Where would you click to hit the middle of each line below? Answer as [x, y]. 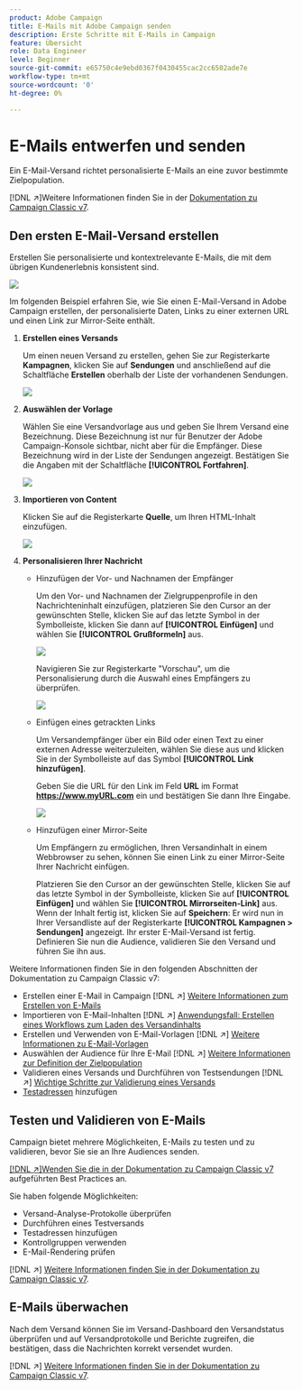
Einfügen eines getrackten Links [96, 722]
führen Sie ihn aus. [71, 951]
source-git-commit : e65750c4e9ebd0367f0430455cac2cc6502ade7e [128, 69]
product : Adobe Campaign [56, 18]
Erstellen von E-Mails [62, 1005]
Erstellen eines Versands [70, 338]
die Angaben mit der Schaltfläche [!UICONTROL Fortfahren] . [136, 465]
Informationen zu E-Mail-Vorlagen [85, 1044]
